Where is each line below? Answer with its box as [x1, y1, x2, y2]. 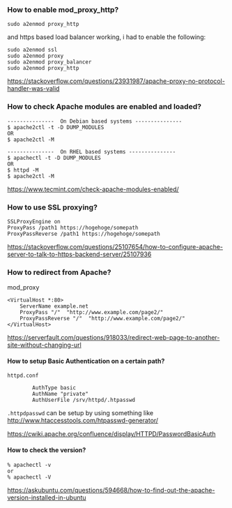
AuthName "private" [32, 391, 89, 398]
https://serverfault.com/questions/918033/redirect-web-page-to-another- [7, 334, 220, 342]
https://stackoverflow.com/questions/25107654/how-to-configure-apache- [7, 242, 224, 251]
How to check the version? [7, 445, 86, 454]
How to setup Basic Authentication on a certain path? [7, 357, 165, 365]
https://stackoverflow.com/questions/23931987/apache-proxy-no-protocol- [7, 77, 225, 85]
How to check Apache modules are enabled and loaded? [7, 102, 202, 112]
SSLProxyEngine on [7, 218, 61, 225]
